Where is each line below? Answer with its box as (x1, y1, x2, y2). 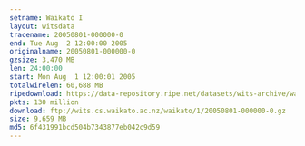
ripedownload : (9, 89, 64, 98)
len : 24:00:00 (9, 64, 64, 73)
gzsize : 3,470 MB (9, 55, 75, 64)
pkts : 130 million (9, 97, 79, 107)
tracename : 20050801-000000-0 (9, 30, 124, 39)
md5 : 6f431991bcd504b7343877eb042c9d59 (9, 123, 161, 132)
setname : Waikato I (9, 13, 84, 23)
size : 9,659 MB (9, 114, 67, 123)
